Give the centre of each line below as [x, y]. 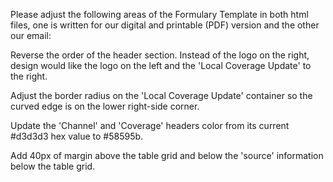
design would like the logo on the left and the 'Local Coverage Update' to [161, 65]
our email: [31, 35]
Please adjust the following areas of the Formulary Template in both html [159, 14]
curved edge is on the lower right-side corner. [105, 106]
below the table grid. [53, 166]
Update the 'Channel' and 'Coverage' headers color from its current [150, 125]
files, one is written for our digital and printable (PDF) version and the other [165, 25]
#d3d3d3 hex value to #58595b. [77, 136]
